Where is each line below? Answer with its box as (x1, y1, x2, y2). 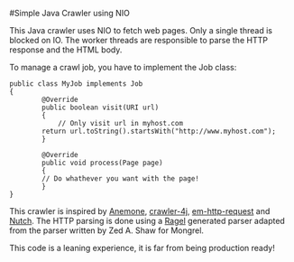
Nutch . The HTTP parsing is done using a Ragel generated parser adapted (9, 216, 286, 226)
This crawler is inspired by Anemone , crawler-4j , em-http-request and (9, 206, 271, 216)
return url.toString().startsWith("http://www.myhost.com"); (41, 126, 277, 136)
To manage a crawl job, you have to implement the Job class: (9, 62, 237, 72)
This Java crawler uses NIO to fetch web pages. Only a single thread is (9, 25, 273, 35)
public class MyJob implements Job (9, 80, 143, 89)
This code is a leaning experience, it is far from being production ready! (9, 243, 275, 253)
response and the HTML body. (9, 44, 123, 55)
